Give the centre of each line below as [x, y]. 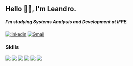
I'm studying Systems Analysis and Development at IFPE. [67, 22]
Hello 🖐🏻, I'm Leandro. [41, 9]
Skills [12, 47]
